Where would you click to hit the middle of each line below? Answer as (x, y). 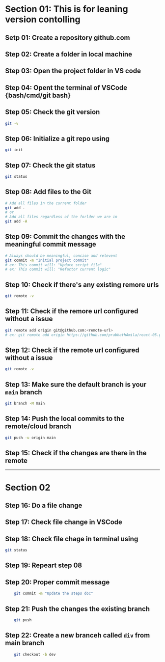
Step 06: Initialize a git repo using (57, 138)
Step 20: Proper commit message (57, 582)
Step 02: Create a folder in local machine (69, 54)
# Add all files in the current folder (46, 203)
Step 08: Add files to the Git (48, 192)
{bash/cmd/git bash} (38, 95)
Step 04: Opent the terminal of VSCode (66, 88)
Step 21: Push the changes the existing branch (78, 609)
